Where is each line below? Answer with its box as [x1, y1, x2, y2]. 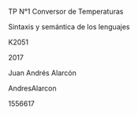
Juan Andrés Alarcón [8, 68, 76, 78]
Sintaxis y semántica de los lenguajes [8, 22, 130, 31]
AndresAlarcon [8, 83, 57, 93]
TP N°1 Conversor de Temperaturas [8, 7, 124, 16]
